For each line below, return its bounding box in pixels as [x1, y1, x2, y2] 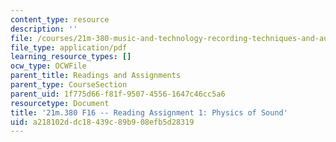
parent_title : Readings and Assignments [10, 71, 182, 81]
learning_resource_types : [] [10, 52, 132, 62]
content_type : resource [10, 14, 110, 25]
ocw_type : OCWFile [10, 61, 87, 71]
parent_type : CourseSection [10, 80, 128, 90]
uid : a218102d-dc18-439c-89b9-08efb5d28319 [10, 117, 195, 127]
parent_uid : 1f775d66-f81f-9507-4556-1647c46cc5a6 [10, 89, 226, 99]
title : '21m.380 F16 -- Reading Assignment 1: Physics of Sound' [10, 107, 288, 118]
